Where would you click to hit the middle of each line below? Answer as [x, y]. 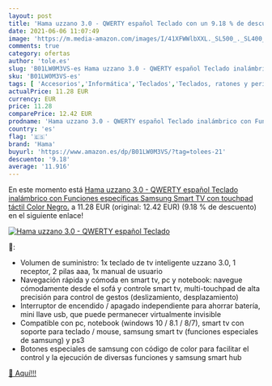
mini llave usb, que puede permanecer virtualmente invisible [120, 315]
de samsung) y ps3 [52, 341]
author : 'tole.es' [39, 62]
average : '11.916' [39, 167]
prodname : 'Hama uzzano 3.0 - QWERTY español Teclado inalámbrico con [130, 122]
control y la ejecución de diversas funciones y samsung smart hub [131, 358]
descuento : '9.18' [39, 159]
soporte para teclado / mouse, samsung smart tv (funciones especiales [139, 332]
